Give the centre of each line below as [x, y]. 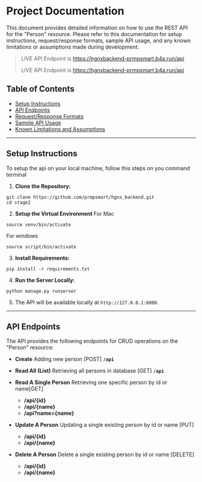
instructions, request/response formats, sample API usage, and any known [99, 40]
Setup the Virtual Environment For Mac [64, 213]
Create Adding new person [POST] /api [64, 359]
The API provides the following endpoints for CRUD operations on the [92, 341]
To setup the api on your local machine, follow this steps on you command [98, 168]
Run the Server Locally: [45, 280]
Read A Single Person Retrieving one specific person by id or [91, 382]
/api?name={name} [49, 413]
